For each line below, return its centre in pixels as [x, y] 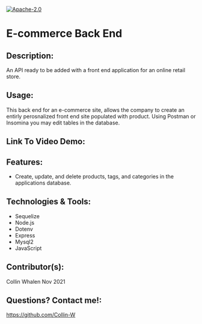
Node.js [25, 222]
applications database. [43, 183]
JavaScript [28, 248]
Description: [30, 56]
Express [25, 235]
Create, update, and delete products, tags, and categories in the [94, 177]
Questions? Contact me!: [54, 301]
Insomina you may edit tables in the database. [63, 123]
